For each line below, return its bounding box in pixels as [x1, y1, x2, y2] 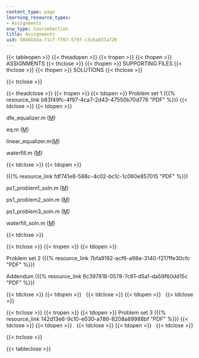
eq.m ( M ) [6, 126, 29, 133]
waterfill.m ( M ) [6, 149, 43, 156]
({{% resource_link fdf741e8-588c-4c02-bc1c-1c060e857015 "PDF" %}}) [6, 173, 188, 180]
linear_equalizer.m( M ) [6, 138, 60, 145]
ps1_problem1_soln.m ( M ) [6, 185, 69, 191]
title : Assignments [6, 31, 55, 37]
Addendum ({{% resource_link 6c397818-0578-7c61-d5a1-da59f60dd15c [6, 273, 188, 280]
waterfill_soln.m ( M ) [6, 220, 55, 226]
